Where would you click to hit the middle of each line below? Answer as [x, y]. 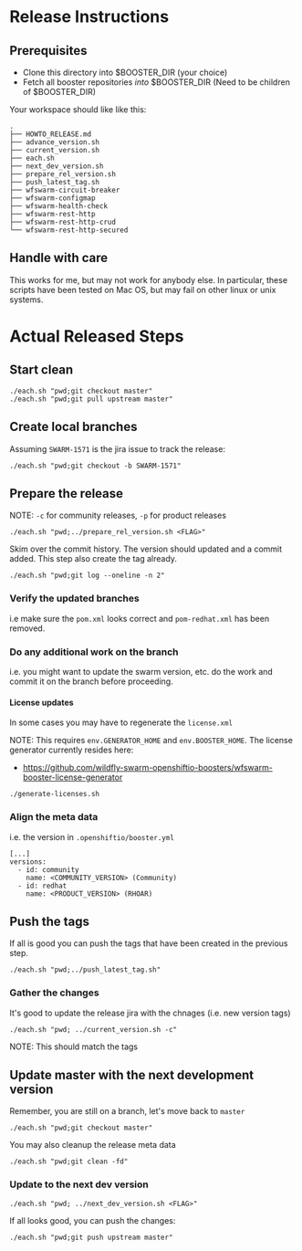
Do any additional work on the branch [94, 652]
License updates [42, 702]
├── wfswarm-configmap [52, 198]
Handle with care [58, 258]
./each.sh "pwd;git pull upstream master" [91, 399]
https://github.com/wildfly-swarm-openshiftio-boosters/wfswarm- [148, 768]
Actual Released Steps [97, 336]
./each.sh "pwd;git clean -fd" [69, 1162]
